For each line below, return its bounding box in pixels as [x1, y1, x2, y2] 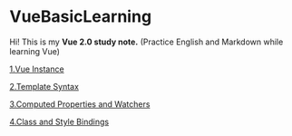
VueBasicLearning [9, 6, 152, 27]
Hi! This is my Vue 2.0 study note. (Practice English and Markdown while [9, 36, 284, 47]
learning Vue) [9, 45, 61, 56]
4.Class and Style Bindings [9, 116, 110, 127]
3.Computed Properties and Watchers [9, 98, 151, 110]
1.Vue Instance [9, 63, 65, 74]
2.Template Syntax [9, 81, 80, 92]
